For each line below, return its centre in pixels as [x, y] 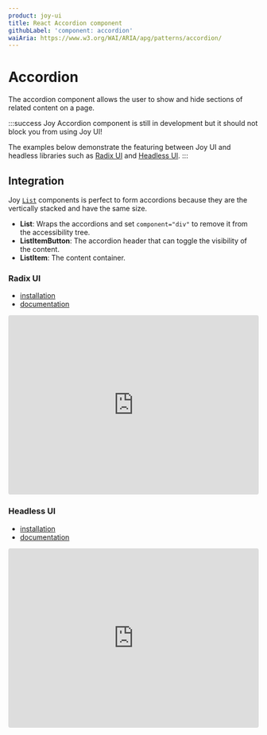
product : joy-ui [35, 16]
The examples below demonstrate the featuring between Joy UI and [120, 147]
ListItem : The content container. [72, 257]
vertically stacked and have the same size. [78, 208]
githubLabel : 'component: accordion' [71, 30]
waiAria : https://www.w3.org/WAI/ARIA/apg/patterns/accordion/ [115, 38]
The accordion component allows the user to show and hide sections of [126, 100]
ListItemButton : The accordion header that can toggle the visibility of [133, 241]
